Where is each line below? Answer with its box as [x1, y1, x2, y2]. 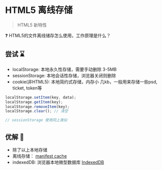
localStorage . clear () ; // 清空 [5, 109, 68, 114]
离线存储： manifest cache [12, 153, 67, 159]
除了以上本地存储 [12, 147, 48, 153]
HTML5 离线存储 [5, 4, 73, 16]
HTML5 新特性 [17, 22, 47, 28]
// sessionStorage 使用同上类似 [5, 118, 68, 123]
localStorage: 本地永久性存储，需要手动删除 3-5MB [12, 66, 117, 72]
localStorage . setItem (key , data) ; [5, 95, 77, 100]
